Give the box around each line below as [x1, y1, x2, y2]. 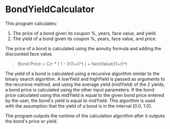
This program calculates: [5, 20, 57, 26]
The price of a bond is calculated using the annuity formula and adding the [5, 45, 161, 51]
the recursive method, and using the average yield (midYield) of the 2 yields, [5, 81, 165, 87]
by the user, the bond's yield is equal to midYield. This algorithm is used [5, 98, 156, 104]
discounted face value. [5, 51, 53, 57]
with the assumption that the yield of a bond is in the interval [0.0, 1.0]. [5, 103, 152, 109]
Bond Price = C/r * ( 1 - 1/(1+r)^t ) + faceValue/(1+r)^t [17, 60, 127, 67]
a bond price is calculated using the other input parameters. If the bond [5, 86, 155, 92]
